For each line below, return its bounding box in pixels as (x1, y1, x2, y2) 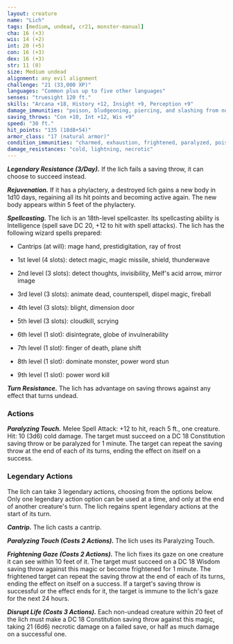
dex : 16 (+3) (7, 56, 45, 63)
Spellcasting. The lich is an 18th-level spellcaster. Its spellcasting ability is (7, 214, 220, 222)
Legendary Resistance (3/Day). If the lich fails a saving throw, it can (7, 165, 204, 173)
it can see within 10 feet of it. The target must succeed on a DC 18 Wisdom (7, 557, 221, 565)
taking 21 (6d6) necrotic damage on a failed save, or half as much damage (7, 622, 220, 631)
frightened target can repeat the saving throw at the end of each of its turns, (7, 572, 225, 580)
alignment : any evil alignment (7, 74, 98, 82)
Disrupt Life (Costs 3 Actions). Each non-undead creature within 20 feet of (7, 607, 223, 616)
